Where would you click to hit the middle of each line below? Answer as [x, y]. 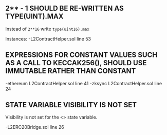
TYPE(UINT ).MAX [34, 17]
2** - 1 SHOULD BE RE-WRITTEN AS [65, 8]
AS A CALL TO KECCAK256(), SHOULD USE [76, 63]
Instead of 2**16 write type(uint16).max [48, 29]
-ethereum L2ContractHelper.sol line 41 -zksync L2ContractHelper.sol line [84, 83]
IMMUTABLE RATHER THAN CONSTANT [71, 71]
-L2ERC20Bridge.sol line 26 [35, 127]
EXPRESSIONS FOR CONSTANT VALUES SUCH [81, 55]
